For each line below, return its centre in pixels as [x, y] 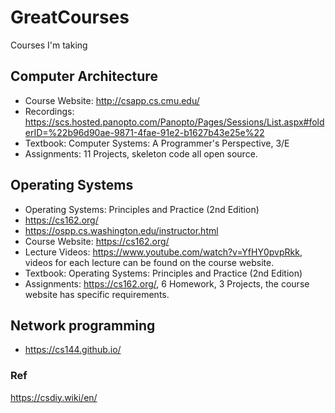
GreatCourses [70, 17]
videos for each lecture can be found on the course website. [149, 262]
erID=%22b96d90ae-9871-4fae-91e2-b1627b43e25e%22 [144, 132]
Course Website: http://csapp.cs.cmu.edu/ [112, 100]
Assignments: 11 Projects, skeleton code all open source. [141, 153]
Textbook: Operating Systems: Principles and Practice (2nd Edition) [163, 273]
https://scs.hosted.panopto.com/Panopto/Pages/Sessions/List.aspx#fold [174, 122]
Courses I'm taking [49, 45]
